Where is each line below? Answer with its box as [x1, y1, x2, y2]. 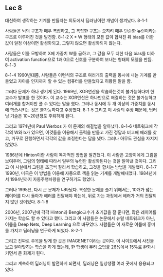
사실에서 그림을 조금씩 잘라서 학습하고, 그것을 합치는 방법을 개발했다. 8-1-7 [15, 164, 157, 170]
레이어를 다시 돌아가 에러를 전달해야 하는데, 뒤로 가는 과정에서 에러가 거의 [5, 193, 144, 198]
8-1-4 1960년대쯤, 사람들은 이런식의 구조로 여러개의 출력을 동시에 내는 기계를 [5, 72, 152, 78]
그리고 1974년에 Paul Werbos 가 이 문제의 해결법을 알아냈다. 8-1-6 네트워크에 [5, 123, 153, 129]
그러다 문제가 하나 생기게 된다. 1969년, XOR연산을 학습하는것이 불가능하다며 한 [5, 88, 155, 94]
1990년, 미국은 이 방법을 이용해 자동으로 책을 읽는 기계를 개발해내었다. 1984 [5, 170, 149, 176]
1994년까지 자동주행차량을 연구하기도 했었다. [10, 176, 96, 182]
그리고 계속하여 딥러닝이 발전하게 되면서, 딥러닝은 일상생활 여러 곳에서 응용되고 [5, 260, 155, 266]
